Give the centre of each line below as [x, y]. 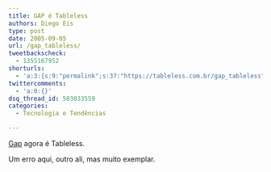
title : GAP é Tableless [48, 16]
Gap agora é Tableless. [47, 143]
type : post [27, 31]
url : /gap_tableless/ [45, 46]
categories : [28, 106]
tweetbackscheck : [38, 53]
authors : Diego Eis [41, 23]
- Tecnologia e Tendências [61, 114]
